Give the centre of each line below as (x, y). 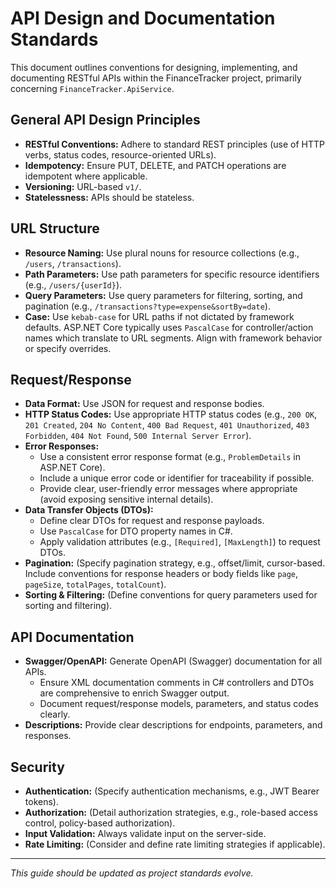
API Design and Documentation (143, 18)
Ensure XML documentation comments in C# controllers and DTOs (177, 683)
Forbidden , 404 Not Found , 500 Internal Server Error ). (138, 436)
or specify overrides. (68, 348)
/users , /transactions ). (73, 263)
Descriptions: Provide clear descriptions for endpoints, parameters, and (173, 725)
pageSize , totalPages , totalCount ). (95, 584)
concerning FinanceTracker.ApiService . (92, 88)
